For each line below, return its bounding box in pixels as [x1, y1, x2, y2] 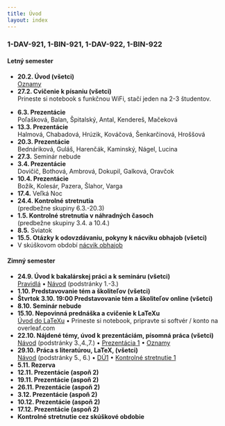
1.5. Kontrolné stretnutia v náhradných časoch [17, 211, 154, 220]
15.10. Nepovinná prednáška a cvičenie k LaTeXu [17, 309, 160, 317]
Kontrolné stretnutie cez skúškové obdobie [17, 412, 144, 420]
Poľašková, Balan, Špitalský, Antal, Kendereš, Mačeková [17, 115, 178, 124]
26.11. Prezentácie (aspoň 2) [17, 383, 101, 391]
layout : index [7, 17, 49, 24]
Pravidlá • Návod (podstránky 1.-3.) [17, 279, 119, 288]
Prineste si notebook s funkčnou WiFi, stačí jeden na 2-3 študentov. [17, 95, 212, 103]
